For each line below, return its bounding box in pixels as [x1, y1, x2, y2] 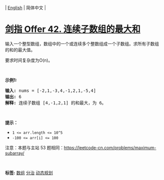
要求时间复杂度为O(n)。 [5, 57, 53, 63]
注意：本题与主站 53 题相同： [5, 144, 64, 151]
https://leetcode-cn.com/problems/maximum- [63, 144, 157, 151]
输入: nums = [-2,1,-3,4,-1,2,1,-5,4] [5, 88, 96, 93]
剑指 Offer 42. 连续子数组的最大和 [5, 24, 141, 35]
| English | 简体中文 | [5, 5, 46, 10]
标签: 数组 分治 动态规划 [5, 170, 53, 176]
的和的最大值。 [5, 46, 35, 53]
